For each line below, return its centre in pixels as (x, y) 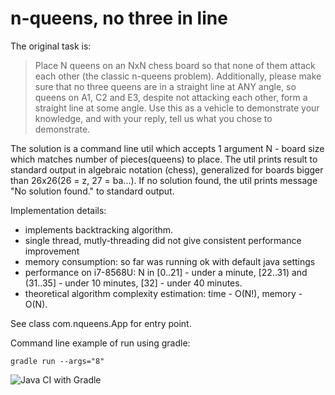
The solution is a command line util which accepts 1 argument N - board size (167, 148)
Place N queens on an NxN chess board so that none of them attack (175, 65)
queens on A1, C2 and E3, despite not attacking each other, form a (171, 97)
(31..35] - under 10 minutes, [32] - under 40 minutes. (133, 283)
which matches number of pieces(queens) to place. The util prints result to (164, 159)
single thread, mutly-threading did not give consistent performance (163, 240)
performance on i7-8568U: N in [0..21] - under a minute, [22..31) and (166, 272)
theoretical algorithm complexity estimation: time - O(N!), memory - (163, 293)
